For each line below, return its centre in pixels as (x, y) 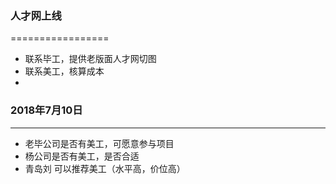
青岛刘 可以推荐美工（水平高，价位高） (105, 168)
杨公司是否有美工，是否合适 (82, 156)
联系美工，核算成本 (64, 71)
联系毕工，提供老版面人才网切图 (90, 59)
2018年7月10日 (46, 110)
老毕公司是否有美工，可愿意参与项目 (99, 143)
